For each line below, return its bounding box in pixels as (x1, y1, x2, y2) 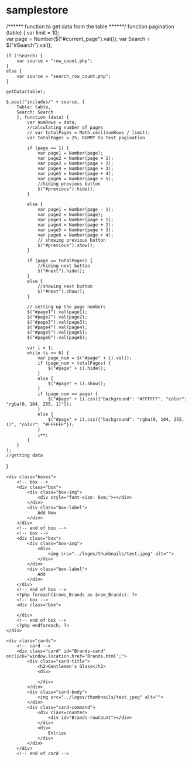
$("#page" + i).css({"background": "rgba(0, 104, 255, (47, 416, 184, 422)
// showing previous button (37, 237, 107, 243)
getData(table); (6, 88, 46, 94)
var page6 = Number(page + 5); (37, 176, 114, 181)
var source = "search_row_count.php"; (16, 73, 111, 79)
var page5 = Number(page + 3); (37, 227, 114, 233)
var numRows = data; (27, 119, 77, 125)
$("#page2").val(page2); (27, 314, 88, 320)
